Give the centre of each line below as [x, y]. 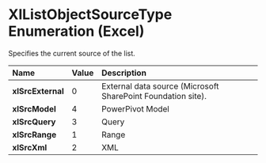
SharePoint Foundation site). [154, 96]
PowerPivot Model [136, 108]
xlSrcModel [34, 108]
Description [124, 73]
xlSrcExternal [38, 91]
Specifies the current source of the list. [72, 53]
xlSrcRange [34, 135]
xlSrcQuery [34, 122]
